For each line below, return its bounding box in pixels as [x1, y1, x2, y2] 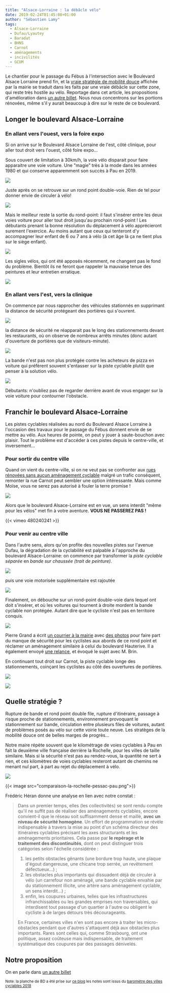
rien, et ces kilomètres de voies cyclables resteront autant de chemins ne [5, 758, 158, 764]
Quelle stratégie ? [5, 697, 62, 706]
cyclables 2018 [5, 983, 31, 988]
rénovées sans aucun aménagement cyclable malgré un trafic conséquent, [5, 472, 161, 478]
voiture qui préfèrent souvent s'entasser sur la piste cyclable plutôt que [5, 363, 154, 369]
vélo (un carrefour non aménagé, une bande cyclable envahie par [25, 877, 162, 883]
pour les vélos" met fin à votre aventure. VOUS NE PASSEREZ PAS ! [5, 508, 147, 514]
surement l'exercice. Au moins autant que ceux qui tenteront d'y [5, 228, 140, 234]
